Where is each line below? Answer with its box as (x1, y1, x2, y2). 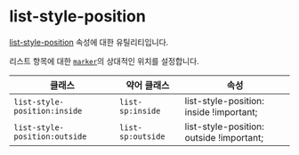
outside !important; (184, 131, 264, 143)
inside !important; (184, 105, 258, 118)
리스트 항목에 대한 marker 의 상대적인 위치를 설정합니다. (9, 55, 200, 66)
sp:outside (119, 131, 166, 142)
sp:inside (119, 105, 161, 116)
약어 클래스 (125, 78, 170, 91)
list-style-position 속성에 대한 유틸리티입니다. (9, 37, 169, 47)
